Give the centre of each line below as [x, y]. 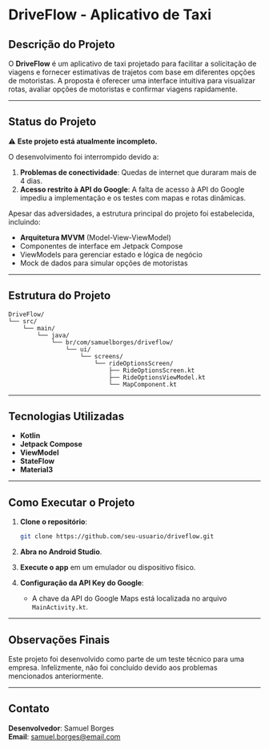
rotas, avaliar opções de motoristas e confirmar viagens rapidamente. [123, 89]
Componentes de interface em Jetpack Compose [101, 245]
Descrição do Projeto [62, 45]
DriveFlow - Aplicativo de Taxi [110, 15]
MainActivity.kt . [60, 607]
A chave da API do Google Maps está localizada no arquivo [129, 598]
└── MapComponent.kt [143, 384]
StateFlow [37, 461]
